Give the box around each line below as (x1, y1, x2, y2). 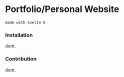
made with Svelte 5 (5, 20, 46, 25)
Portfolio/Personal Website (5, 3, 120, 15)
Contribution (5, 55, 37, 62)
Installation (5, 31, 33, 38)
